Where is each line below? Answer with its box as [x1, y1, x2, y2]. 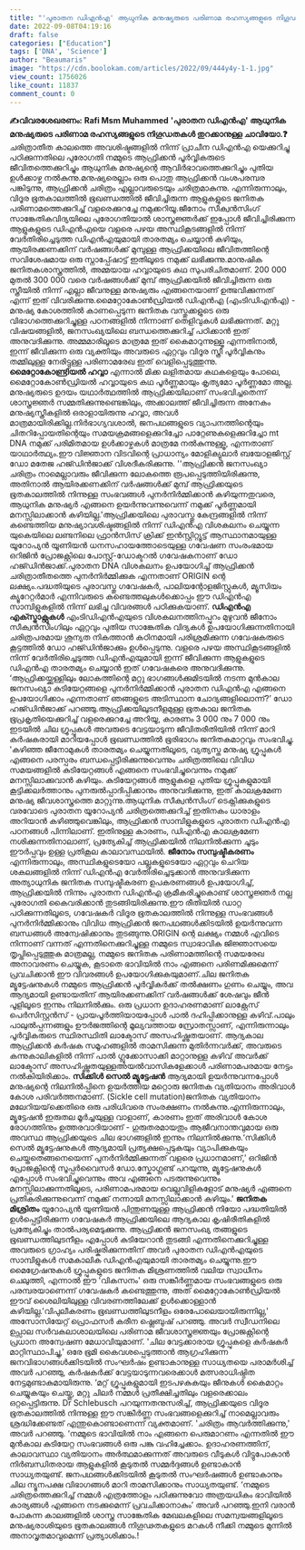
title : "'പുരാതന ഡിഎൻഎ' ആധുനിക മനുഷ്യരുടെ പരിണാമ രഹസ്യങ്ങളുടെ [9, 13, 272, 23]
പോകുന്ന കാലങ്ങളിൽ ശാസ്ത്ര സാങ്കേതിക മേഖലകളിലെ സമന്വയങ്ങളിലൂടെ [9, 1509, 283, 1520]
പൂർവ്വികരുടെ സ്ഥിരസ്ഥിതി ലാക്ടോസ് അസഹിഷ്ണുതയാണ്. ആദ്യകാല [9, 1029, 263, 1040]
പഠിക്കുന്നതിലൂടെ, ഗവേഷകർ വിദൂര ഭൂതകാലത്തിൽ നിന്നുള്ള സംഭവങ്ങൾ [9, 907, 273, 917]
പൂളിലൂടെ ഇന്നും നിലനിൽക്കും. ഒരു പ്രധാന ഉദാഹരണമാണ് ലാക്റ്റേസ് [9, 999, 260, 1010]
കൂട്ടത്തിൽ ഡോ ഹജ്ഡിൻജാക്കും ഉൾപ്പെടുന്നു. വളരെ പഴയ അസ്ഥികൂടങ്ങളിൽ [9, 642, 290, 652]
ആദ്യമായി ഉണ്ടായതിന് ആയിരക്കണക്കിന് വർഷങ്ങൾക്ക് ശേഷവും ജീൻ [9, 988, 270, 999]
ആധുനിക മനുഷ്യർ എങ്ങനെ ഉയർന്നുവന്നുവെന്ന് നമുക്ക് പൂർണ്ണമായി [9, 498, 257, 509]
